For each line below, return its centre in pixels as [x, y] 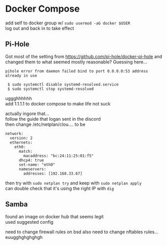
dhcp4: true [31, 160]
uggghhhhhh [18, 98]
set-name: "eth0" [37, 165]
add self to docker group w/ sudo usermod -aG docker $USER [68, 23]
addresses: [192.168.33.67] [53, 173]
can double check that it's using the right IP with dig [60, 188]
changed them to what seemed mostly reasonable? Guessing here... [76, 62]
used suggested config [29, 222]
